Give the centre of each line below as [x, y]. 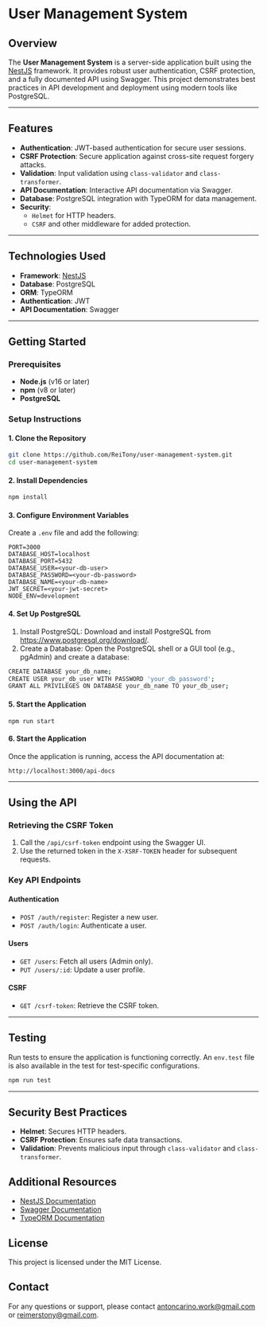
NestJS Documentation [58, 1201]
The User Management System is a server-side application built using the [130, 62]
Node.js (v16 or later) [54, 382]
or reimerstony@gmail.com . [54, 1314]
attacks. [33, 165]
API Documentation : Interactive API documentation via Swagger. [126, 190]
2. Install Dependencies [48, 480]
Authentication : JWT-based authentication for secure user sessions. [133, 147]
